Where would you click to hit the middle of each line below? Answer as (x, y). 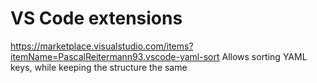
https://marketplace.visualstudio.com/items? (102, 46)
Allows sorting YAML (264, 56)
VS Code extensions (96, 18)
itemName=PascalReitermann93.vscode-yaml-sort (115, 56)
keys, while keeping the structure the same (99, 67)
